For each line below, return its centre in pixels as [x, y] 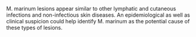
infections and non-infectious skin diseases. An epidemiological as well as [98, 15]
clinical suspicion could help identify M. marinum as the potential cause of [98, 21]
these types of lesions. [35, 27]
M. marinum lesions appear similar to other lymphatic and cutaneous [91, 9]
